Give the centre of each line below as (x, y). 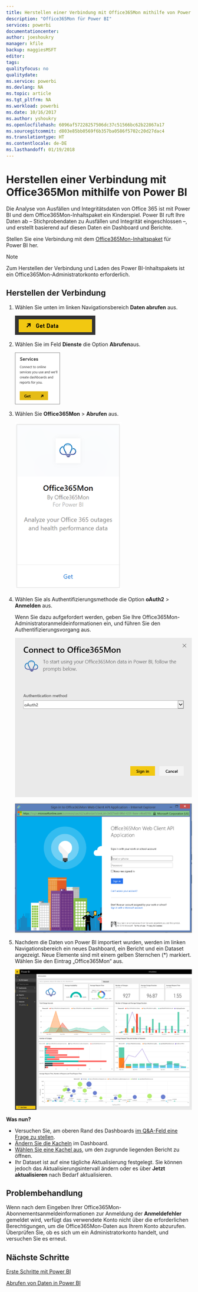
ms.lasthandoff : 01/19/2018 (41, 150)
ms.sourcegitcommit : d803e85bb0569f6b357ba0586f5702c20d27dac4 (85, 131)
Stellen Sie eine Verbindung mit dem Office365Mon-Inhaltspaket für (89, 239)
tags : (13, 62)
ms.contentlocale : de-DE (37, 144)
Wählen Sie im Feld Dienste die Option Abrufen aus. (77, 344)
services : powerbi (29, 25)
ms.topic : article (29, 94)
